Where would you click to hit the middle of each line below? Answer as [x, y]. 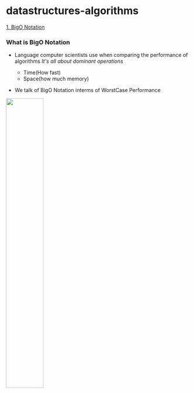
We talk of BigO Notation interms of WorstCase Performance [87, 90]
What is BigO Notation [38, 42]
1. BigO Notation [25, 27]
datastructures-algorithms [72, 11]
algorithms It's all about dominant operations [69, 61]
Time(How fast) [42, 73]
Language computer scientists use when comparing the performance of [101, 55]
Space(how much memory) [56, 79]
